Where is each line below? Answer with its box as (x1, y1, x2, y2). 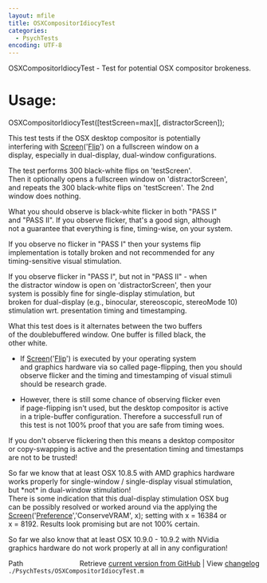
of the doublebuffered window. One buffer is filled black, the (8, 329, 206, 340)
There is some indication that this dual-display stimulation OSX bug (8, 493, 230, 504)
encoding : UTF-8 (8, 42, 62, 50)
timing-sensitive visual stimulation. (8, 257, 122, 266)
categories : (8, 26, 48, 34)
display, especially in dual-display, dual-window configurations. (8, 150, 217, 160)
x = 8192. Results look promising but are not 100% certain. (8, 519, 200, 529)
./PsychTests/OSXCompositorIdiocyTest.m (8, 567, 145, 576)
